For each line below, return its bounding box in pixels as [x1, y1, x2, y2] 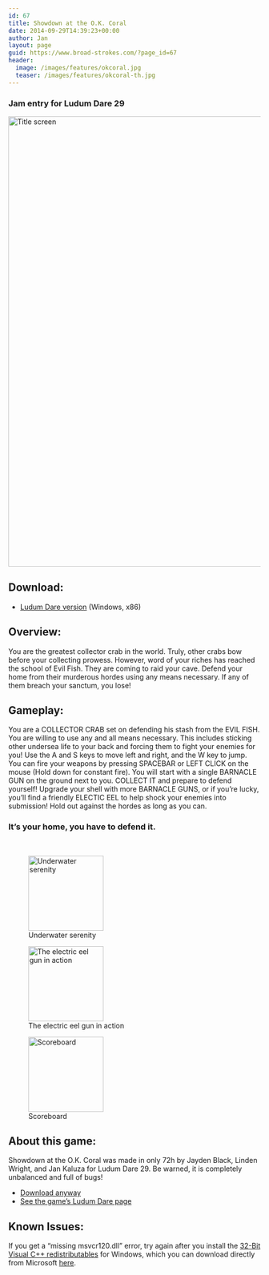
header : [8, 57, 34, 65]
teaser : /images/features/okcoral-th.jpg [15, 71, 156, 79]
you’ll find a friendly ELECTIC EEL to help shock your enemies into [8, 793, 227, 803]
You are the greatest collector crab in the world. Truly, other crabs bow [8, 646, 243, 656]
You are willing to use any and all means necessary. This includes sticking [8, 733, 252, 743]
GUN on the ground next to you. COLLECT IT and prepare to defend [8, 776, 232, 785]
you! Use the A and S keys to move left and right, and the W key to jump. [8, 750, 247, 760]
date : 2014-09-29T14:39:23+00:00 [8, 26, 120, 34]
